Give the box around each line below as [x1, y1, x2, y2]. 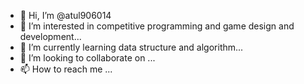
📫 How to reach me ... [19, 63, 113, 75]
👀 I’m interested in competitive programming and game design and [19, 20, 295, 32]
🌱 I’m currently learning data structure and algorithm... [19, 41, 244, 53]
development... [19, 31, 82, 42]
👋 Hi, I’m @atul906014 [19, 10, 112, 21]
